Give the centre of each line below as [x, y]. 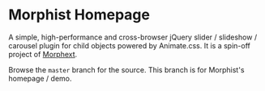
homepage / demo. [40, 78]
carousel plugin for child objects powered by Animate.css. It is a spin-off [130, 45]
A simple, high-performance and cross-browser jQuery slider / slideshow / [133, 37]
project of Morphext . [43, 54]
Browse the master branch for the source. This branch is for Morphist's [126, 69]
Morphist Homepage [79, 15]
